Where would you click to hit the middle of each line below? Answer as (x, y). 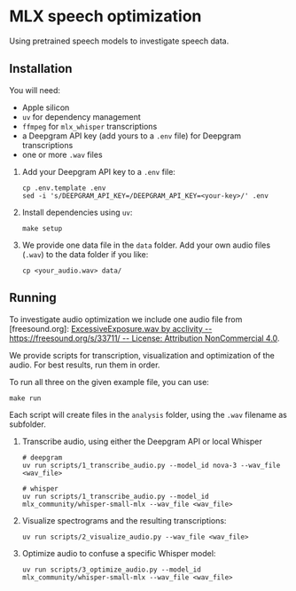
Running (33, 298)
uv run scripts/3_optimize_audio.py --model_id (111, 570)
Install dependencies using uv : (77, 212)
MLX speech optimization (105, 16)
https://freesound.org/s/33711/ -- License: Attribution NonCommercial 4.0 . (144, 338)
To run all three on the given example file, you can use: (109, 382)
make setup (42, 228)
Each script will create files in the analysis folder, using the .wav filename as (148, 414)
